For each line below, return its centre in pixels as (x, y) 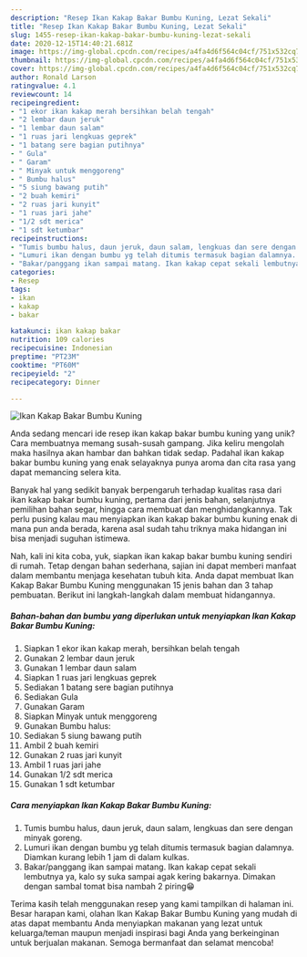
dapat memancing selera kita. (66, 473)
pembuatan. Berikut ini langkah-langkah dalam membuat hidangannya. (143, 595)
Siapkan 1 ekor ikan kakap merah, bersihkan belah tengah (132, 649)
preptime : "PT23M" (45, 357)
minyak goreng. (53, 838)
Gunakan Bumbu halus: (67, 726)
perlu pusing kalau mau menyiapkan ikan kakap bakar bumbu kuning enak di (154, 519)
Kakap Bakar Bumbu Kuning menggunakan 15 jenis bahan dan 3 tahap (142, 586)
